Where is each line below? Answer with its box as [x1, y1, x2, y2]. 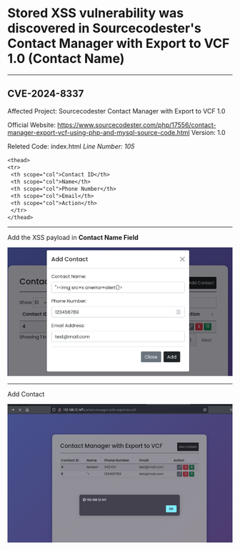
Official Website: [7, 120, 56, 129]
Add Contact [7, 390, 45, 399]
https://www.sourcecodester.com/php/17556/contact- [56, 120, 216, 129]
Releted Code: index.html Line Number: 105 [7, 141, 135, 151]
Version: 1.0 [191, 128, 226, 136]
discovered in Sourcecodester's [7, 20, 201, 36]
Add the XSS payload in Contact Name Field [7, 233, 139, 241]
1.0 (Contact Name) [7, 51, 125, 67]
